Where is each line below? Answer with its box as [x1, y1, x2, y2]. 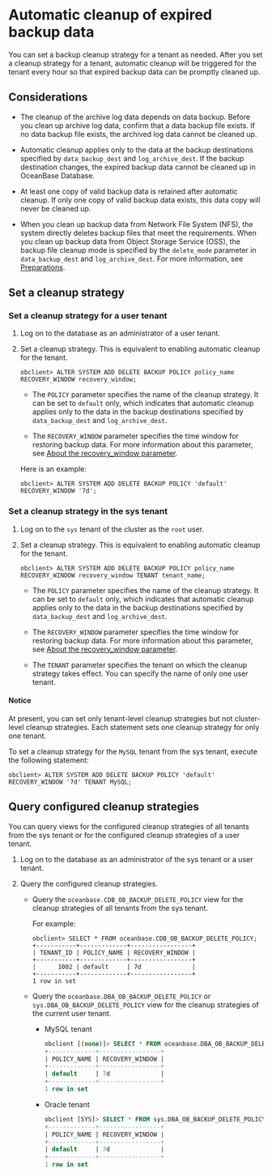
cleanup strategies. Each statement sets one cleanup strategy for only [25, 722, 260, 732]
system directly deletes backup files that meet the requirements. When [19, 228, 257, 237]
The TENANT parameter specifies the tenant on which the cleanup [32, 660, 248, 669]
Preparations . [19, 262, 66, 272]
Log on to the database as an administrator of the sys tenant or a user [19, 854, 253, 864]
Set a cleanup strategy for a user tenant [8, 310, 168, 322]
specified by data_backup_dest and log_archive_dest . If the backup [19, 153, 244, 163]
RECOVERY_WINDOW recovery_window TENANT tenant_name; [19, 571, 206, 579]
